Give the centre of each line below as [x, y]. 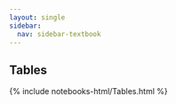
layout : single [37, 17]
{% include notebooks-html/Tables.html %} [88, 92]
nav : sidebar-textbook [59, 34]
